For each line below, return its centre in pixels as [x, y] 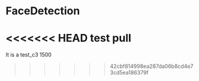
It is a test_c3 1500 [29, 55]
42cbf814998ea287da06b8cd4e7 [152, 66]
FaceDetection [43, 11]
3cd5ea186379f [129, 73]
